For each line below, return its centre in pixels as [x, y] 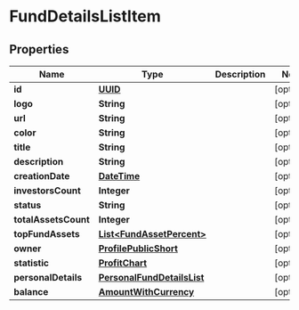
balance [31, 292]
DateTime [119, 176]
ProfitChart [123, 263]
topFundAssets [47, 234]
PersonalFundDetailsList [151, 277]
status [28, 205]
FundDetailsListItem [85, 16]
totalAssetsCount [52, 220]
